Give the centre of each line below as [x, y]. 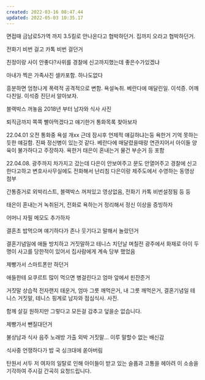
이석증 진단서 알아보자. [51, 96]
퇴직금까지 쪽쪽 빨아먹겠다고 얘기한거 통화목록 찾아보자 [72, 122]
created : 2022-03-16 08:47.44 [45, 12]
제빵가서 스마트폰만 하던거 [38, 264]
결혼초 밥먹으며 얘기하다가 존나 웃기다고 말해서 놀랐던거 [73, 230]
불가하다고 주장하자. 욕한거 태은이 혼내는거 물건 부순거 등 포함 [91, 150]
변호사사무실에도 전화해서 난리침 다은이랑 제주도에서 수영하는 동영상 [114, 171]
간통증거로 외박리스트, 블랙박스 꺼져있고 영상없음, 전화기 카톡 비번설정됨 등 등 [99, 191]
